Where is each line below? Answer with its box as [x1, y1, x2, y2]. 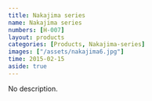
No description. [8, 84, 59, 93]
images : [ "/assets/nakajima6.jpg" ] [8, 48, 125, 56]
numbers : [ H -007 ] [8, 26, 65, 34]
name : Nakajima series [8, 19, 82, 27]
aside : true [8, 63, 47, 70]
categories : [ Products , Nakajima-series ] [8, 41, 146, 49]
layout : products [8, 33, 65, 41]
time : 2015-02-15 [8, 56, 65, 63]
